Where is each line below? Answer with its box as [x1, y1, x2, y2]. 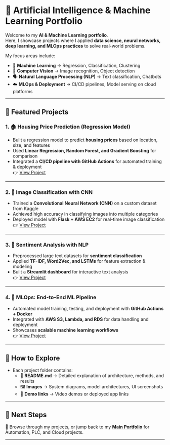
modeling [12, 263, 32, 270]
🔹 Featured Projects [5, 108, 69, 116]
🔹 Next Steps [5, 410, 47, 419]
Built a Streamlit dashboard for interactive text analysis [12, 269, 129, 275]
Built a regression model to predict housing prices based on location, [12, 137, 158, 143]
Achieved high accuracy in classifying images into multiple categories [12, 211, 158, 217]
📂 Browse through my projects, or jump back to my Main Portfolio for [5, 424, 150, 430]
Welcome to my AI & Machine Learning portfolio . [5, 32, 108, 38]
